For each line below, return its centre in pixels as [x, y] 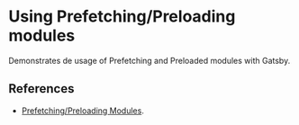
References [41, 89]
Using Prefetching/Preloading [122, 17]
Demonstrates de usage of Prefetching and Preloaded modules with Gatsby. [149, 60]
